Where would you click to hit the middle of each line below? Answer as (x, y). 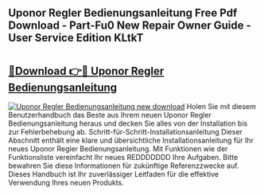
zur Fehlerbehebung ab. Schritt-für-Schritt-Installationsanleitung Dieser (125, 132)
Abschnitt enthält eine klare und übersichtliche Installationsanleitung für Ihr (131, 140)
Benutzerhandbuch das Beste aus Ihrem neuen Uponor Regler (110, 115)
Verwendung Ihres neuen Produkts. (66, 183)
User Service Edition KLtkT (76, 38)
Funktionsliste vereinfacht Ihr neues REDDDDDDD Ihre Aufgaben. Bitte (123, 157)
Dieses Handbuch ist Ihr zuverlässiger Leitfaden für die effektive (114, 174)
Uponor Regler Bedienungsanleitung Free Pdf (123, 13)
